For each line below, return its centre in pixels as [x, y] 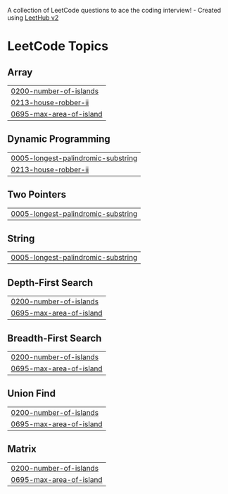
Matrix [22, 449]
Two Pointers [37, 194]
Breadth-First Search [55, 338]
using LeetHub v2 [33, 18]
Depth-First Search [50, 283]
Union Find [32, 393]
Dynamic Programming [59, 139]
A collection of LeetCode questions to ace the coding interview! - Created [114, 10]
